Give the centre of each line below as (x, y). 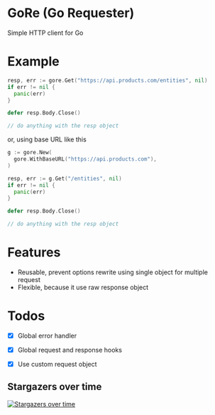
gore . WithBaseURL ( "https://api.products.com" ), (86, 159)
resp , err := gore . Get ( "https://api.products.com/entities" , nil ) (107, 80)
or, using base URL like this (47, 139)
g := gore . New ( (30, 153)
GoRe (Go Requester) (71, 13)
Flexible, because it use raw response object (83, 287)
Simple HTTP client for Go (45, 33)
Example (33, 61)
